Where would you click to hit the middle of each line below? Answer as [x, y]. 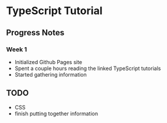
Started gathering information [51, 74]
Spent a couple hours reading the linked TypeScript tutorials [88, 68]
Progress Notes [35, 33]
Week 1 [17, 49]
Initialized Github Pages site [48, 62]
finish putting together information [56, 114]
